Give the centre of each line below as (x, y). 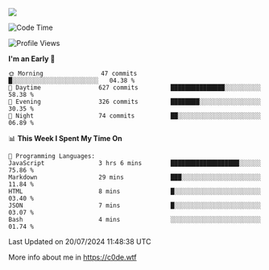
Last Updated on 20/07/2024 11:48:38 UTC (80, 241)
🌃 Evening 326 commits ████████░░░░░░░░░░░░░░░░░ (135, 102)
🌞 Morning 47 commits (73, 73)
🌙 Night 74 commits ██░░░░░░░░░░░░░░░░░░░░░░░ (135, 116)
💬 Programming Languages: (52, 156)
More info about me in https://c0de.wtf (72, 257)
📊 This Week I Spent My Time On (65, 138)
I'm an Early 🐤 (32, 59)
